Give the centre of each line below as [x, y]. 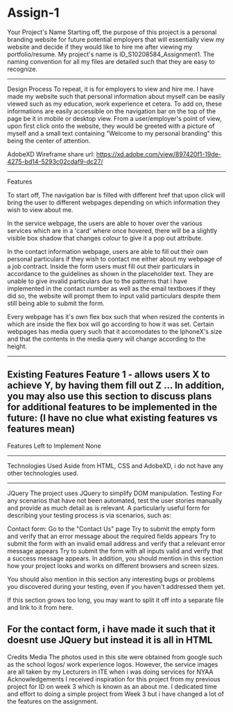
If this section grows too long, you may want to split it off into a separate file [115, 600]
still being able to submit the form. [56, 303]
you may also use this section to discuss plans [110, 397]
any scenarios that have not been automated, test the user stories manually [115, 500]
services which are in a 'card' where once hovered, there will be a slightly [112, 230]
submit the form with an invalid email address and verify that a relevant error [116, 543]
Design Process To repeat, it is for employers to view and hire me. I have [111, 89]
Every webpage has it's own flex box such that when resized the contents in [116, 316]
